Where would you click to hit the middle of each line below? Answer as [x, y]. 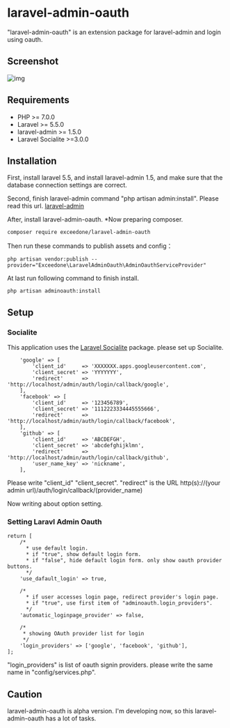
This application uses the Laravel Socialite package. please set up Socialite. [115, 348]
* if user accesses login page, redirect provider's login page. [122, 597]
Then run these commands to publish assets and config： [90, 246]
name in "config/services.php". [51, 672]
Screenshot [33, 62]
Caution [25, 694]
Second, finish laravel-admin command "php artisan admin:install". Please [113, 199]
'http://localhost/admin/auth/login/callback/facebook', [91, 421]
